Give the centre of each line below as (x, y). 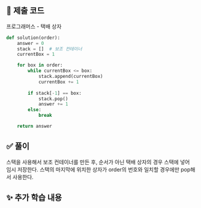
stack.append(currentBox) (70, 77)
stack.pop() (53, 99)
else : (35, 110)
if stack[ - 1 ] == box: (55, 93)
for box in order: (40, 65)
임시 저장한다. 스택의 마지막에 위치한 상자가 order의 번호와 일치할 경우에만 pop (98, 169)
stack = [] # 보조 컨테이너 (49, 49)
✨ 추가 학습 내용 (34, 198)
